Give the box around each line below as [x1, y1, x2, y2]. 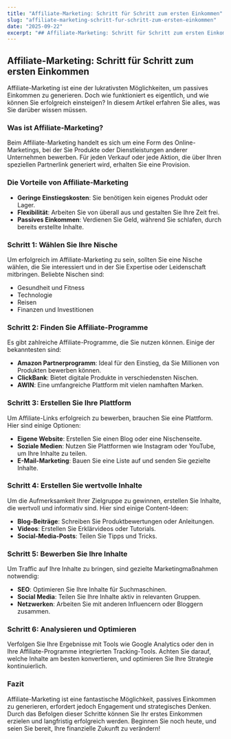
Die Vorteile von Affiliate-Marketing [7, 178, 129, 187]
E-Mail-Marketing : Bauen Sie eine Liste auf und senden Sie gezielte [16, 456, 211, 465]
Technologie [16, 291, 53, 299]
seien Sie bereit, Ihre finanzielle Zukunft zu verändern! [7, 724, 161, 732]
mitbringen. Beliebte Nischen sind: [7, 270, 104, 278]
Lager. [16, 200, 36, 209]
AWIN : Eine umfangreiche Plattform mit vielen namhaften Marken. [16, 381, 204, 389]
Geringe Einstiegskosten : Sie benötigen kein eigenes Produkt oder [16, 194, 208, 202]
